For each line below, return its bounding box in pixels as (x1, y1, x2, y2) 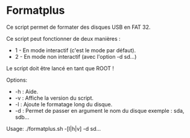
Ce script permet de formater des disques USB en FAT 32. (6, 23, 151, 31)
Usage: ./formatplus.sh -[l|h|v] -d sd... (6, 125, 101, 132)
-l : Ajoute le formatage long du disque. (14, 100, 113, 108)
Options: (6, 76, 28, 83)
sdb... (14, 113, 30, 121)
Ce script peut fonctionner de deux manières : (6, 35, 121, 42)
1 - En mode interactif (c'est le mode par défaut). (14, 46, 136, 54)
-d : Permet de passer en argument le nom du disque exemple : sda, (14, 107, 185, 114)
